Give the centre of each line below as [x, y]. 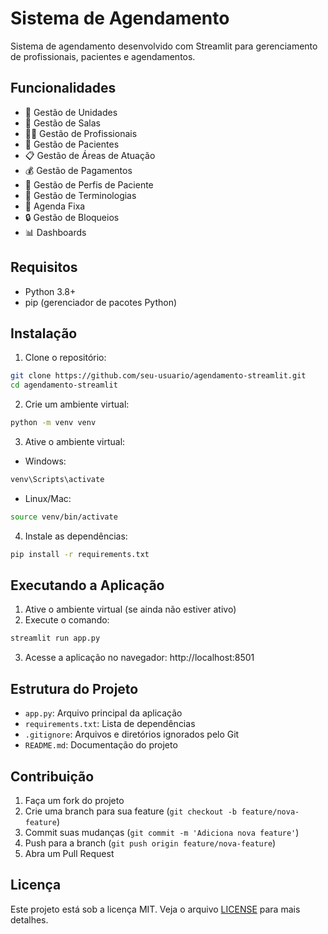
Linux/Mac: [48, 498]
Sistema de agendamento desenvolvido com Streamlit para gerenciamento [164, 46]
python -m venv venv [53, 423]
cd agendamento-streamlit [64, 385]
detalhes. [29, 919]
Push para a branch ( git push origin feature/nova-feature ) [150, 843]
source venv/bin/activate [64, 517]
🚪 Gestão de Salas [62, 123]
